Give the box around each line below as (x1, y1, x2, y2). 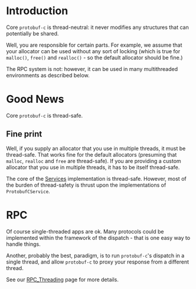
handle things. (6, 241, 41, 248)
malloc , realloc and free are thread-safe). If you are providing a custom (6, 157, 181, 164)
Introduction (6, 4, 68, 18)
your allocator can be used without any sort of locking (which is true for (6, 47, 181, 54)
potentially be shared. (6, 30, 59, 37)
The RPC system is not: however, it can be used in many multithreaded (6, 65, 178, 72)
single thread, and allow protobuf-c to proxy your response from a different (6, 258, 189, 265)
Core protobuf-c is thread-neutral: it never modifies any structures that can (6, 24, 189, 31)
